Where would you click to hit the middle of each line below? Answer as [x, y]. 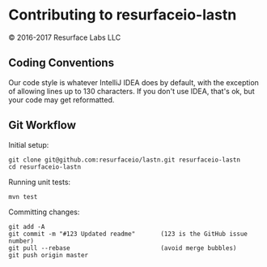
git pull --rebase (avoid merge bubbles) [123, 248]
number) [21, 241]
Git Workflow [42, 125]
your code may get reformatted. [61, 100]
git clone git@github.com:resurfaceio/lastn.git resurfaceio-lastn [125, 160]
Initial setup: [29, 144]
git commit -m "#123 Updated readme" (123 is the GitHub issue [128, 234]
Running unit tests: [40, 182]
